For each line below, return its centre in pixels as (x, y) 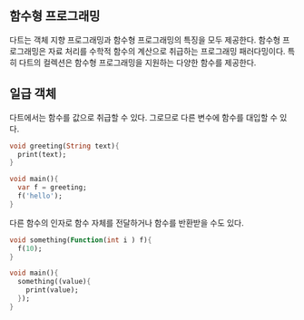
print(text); (42, 154)
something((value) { (54, 282)
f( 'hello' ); (40, 196)
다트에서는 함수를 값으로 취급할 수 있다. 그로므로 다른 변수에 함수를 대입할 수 (144, 117)
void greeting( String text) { (64, 146)
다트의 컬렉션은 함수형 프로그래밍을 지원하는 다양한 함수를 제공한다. (137, 63)
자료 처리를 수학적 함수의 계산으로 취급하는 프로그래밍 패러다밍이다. (167, 51)
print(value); (52, 290)
